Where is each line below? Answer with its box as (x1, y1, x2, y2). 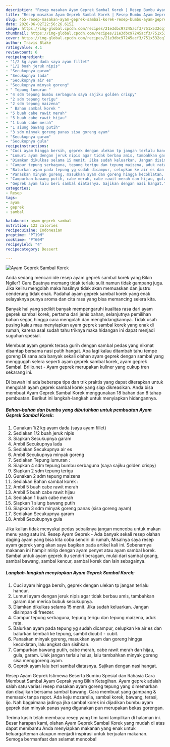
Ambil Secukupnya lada (13, 441, 63, 447)
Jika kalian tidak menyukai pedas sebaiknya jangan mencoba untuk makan (6, 526, 161, 532)
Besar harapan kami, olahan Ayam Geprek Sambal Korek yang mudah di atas (6, 720, 165, 726)
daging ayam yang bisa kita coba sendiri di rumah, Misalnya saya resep (6, 536, 154, 543)
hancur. (13, 588, 29, 594)
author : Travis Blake (6, 40, 51, 45)
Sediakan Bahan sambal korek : (13, 478, 79, 485)
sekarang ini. (6, 369, 33, 375)
